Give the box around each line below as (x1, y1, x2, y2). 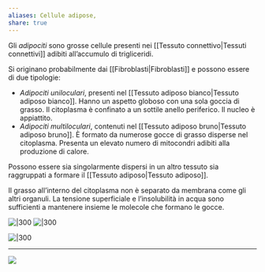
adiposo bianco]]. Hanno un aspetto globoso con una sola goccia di (19, 96, 240, 106)
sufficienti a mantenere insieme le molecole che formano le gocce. (8, 202, 225, 211)
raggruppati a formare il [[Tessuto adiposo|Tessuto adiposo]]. (8, 170, 209, 180)
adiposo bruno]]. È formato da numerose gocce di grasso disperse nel (19, 129, 248, 139)
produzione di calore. (19, 147, 89, 156)
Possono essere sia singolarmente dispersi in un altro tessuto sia (8, 162, 219, 171)
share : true (8, 19, 47, 27)
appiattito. (19, 113, 53, 122)
